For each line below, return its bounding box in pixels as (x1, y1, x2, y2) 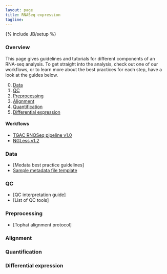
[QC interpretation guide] (12, 192, 66, 198)
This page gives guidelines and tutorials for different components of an (5, 55, 155, 61)
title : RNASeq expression (5, 12, 60, 17)
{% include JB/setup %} (5, 31, 56, 37)
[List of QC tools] (12, 197, 49, 203)
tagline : (5, 17, 24, 22)
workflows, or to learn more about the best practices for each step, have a (5, 66, 162, 72)
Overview (5, 44, 30, 51)
